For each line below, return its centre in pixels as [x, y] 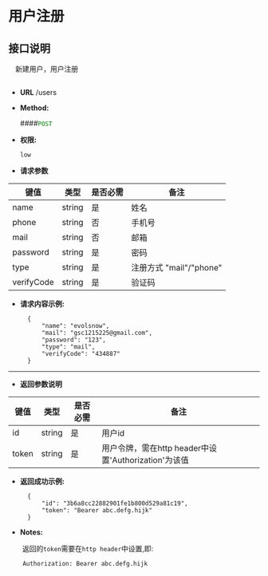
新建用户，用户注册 [46, 69]
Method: [34, 108]
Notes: [31, 532]
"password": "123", [73, 340]
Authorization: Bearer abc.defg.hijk [85, 564]
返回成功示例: [42, 481]
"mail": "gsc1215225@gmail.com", [97, 333]
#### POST [36, 124]
